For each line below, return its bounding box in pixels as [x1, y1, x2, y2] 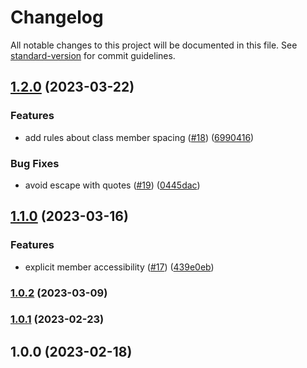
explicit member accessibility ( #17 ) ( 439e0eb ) [24, 261, 215, 273]
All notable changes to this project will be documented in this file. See [10, 39, 298, 51]
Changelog [10, 6, 104, 29]
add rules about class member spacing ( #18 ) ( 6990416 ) [24, 131, 255, 143]
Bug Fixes [10, 156, 60, 170]
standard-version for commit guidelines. [10, 49, 176, 61]
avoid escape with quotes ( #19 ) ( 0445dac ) [24, 179, 201, 191]
